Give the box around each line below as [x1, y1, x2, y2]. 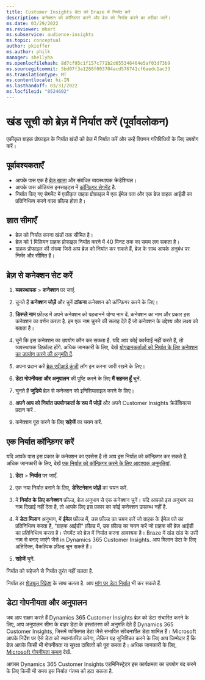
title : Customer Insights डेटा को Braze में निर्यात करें [6, 9, 131, 15]
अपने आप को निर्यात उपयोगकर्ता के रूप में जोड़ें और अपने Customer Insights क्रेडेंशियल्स [15, 400, 191, 407]
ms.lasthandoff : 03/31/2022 [6, 83, 78, 89]
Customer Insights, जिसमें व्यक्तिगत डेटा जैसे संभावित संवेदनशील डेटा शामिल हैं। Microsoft [6, 627, 196, 635]
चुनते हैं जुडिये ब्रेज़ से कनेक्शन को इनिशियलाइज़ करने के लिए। [15, 387, 134, 395]
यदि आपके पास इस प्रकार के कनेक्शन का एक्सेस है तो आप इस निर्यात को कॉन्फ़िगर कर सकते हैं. [6, 453, 188, 460]
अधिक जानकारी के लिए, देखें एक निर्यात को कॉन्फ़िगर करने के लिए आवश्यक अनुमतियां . [6, 459, 171, 467]
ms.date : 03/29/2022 [6, 20, 59, 26]
